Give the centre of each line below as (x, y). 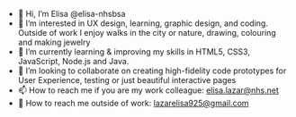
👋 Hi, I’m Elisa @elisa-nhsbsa (72, 14)
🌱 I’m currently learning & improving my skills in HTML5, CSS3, (134, 52)
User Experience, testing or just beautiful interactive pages (127, 80)
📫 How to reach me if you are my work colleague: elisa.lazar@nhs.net (148, 90)
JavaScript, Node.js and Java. (73, 61)
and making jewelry (54, 42)
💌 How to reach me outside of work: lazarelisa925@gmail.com (133, 103)
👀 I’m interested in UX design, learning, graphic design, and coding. (143, 23)
